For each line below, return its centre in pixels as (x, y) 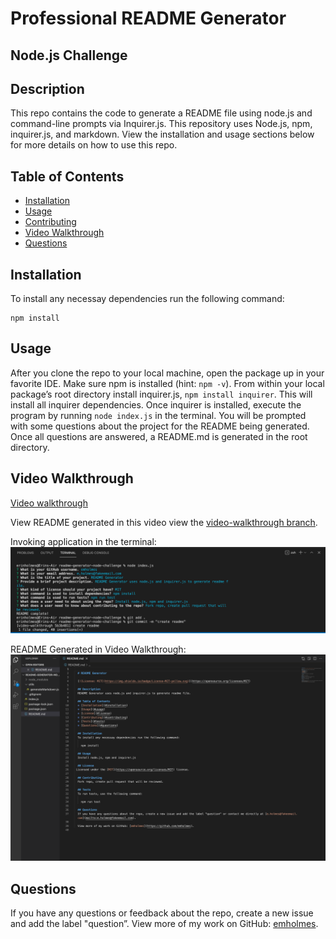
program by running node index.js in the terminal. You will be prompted (158, 415)
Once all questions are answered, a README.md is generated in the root (159, 436)
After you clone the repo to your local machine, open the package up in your (167, 373)
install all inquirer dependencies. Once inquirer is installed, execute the (156, 404)
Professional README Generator (148, 18)
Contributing (50, 222)
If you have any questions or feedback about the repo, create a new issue (162, 913)
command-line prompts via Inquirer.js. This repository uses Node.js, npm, (161, 124)
